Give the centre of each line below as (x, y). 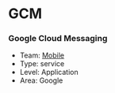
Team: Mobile (42, 55)
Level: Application (49, 73)
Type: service (42, 64)
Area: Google (41, 80)
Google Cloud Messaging (58, 39)
